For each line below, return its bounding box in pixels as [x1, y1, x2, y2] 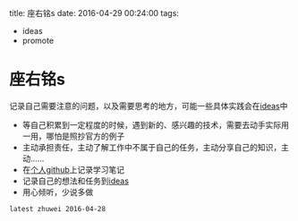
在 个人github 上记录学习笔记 [21, 164, 125, 174]
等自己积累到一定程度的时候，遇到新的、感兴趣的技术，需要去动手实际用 [21, 119, 289, 130]
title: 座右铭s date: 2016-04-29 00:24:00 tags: [9, 8, 179, 18]
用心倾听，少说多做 [21, 186, 94, 197]
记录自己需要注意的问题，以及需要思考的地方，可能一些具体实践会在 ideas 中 [9, 100, 288, 111]
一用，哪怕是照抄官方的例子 [21, 131, 125, 141]
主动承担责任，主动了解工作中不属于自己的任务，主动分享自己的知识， [21, 141, 282, 152]
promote [21, 35, 55, 46]
